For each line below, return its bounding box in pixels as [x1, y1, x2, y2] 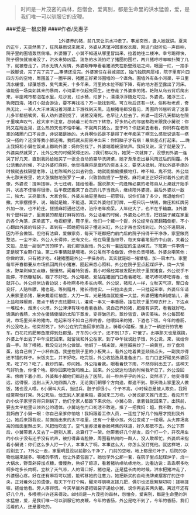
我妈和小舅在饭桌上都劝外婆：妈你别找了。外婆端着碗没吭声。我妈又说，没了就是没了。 [10, 144, 189, 150]
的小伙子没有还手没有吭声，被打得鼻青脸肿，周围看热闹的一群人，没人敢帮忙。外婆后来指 [6, 435, 189, 441]
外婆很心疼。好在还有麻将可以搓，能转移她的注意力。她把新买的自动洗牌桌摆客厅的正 [6, 473, 180, 479]
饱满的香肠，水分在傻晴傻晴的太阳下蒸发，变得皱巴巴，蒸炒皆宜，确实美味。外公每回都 [6, 312, 185, 317]
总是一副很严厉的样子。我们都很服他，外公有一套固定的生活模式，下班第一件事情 [19, 243, 185, 249]
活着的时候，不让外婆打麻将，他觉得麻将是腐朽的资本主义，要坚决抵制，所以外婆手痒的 [10, 163, 189, 168]
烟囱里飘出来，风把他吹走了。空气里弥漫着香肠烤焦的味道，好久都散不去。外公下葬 [14, 423, 185, 429]
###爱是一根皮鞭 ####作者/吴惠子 [6, 26, 89, 32]
